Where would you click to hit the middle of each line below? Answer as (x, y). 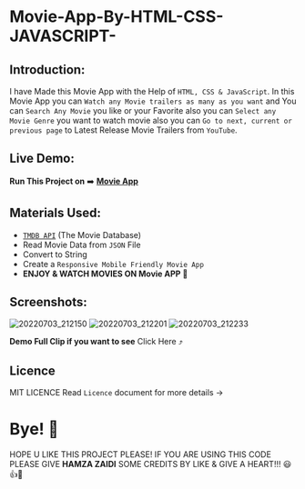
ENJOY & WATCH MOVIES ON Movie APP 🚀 (105, 274)
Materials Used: (56, 213)
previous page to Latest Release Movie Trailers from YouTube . (124, 130)
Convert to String (55, 254)
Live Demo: (42, 159)
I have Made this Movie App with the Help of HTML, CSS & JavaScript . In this (152, 91)
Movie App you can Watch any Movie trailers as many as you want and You (153, 101)
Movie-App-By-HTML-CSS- (117, 17)
